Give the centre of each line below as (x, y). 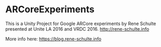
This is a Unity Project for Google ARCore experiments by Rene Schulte (81, 24)
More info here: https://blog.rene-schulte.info (53, 39)
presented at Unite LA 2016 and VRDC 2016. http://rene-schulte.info (77, 29)
